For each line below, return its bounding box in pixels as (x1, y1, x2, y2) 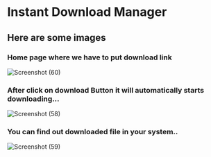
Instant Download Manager (7, 4, 167, 20)
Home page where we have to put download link (7, 53, 172, 62)
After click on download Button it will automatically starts (7, 85, 205, 95)
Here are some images (7, 32, 106, 44)
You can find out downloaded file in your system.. (7, 127, 178, 137)
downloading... (7, 94, 60, 104)
